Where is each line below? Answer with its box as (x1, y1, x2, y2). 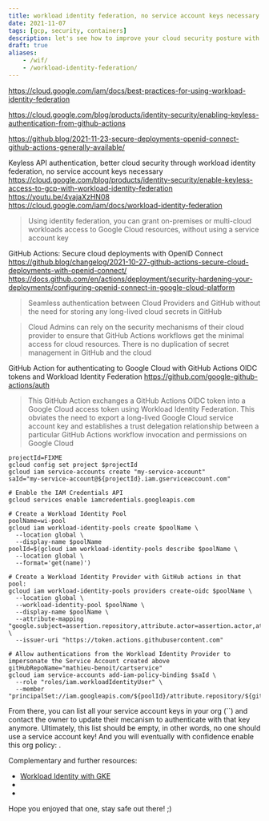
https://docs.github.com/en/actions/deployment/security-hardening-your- (8, 274, 254, 284)
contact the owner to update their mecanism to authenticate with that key (8, 714, 251, 724)
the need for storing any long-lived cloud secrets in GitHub (27, 306, 223, 316)
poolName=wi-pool (8, 517, 66, 525)
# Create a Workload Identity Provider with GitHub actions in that (8, 573, 242, 581)
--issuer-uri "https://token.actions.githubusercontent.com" (15, 636, 224, 644)
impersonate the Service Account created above (8, 657, 171, 665)
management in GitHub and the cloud (27, 348, 152, 357)
